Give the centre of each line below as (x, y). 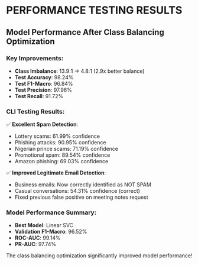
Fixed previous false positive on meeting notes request (82, 197)
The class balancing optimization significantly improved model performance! (99, 256)
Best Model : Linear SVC (44, 225)
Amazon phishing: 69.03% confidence (61, 161)
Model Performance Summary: (51, 212)
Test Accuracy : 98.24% (44, 77)
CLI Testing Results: (35, 111)
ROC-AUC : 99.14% (38, 238)
